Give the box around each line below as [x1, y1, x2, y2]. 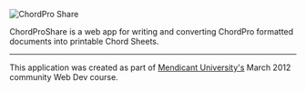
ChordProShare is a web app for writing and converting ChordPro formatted [9, 26, 294, 36]
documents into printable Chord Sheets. [9, 36, 159, 46]
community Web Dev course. [9, 72, 118, 82]
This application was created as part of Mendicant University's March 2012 [9, 62, 291, 73]
